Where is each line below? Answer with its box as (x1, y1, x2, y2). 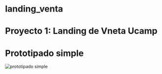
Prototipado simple (5, 47, 84, 59)
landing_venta (5, 3, 63, 15)
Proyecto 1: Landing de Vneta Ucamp (5, 26, 158, 37)
